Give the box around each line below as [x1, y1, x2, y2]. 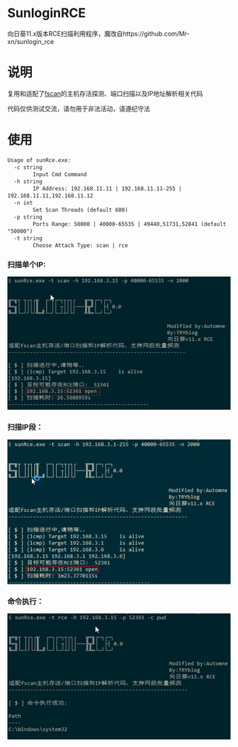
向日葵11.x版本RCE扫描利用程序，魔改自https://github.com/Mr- [7, 29, 190, 38]
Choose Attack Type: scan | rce [33, 241, 129, 249]
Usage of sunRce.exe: [7, 156, 72, 164]
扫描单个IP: [7, 259, 46, 269]
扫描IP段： [7, 422, 44, 432]
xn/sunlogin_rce [7, 37, 55, 45]
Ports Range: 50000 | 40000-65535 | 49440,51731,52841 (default [33, 220, 227, 228]
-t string [13, 234, 42, 242]
